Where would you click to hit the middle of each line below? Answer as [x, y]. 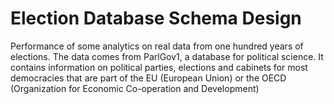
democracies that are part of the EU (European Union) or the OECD [148, 78]
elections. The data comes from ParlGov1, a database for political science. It [167, 56]
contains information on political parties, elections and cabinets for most [159, 67]
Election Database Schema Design [156, 18]
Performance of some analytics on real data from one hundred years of [157, 46]
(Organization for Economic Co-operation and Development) [135, 88]
